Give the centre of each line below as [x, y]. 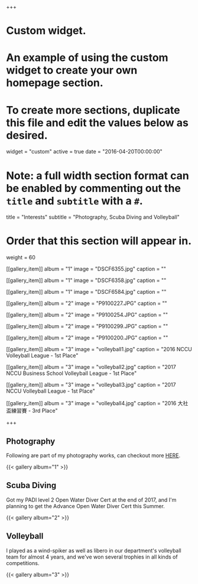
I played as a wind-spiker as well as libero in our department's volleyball [94, 550]
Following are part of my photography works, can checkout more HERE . [93, 455]
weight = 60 [21, 258]
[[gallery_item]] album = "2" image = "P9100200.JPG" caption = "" [87, 338]
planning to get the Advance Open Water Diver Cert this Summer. [86, 506]
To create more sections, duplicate [93, 110]
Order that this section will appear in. [99, 241]
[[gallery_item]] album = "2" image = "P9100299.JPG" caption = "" [87, 326]
